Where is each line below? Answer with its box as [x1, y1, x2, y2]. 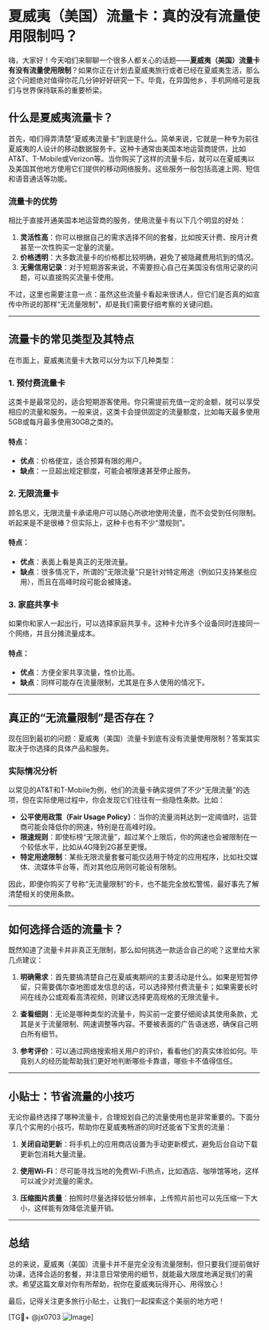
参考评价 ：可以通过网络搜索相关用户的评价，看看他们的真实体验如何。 [19, 1046, 251, 1056]
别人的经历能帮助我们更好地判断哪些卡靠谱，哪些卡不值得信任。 [26, 1056, 237, 1066]
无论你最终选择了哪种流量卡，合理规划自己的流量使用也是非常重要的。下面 [8, 1112, 253, 1122]
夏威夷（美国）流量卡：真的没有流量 [8, 7, 247, 26]
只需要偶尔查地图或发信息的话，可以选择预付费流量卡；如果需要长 [34, 982, 251, 992]
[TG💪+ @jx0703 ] [8, 1312, 94, 1321]
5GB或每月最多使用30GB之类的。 [8, 417, 118, 427]
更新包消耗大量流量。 [19, 1149, 90, 1159]
